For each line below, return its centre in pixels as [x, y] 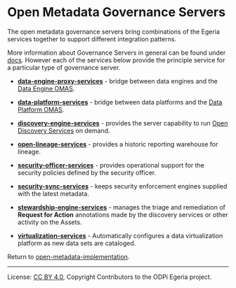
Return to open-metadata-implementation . [68, 256]
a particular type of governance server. [64, 67]
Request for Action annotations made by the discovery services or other [123, 214]
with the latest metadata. [53, 193]
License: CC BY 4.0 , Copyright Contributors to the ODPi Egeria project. [110, 277]
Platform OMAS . [41, 109]
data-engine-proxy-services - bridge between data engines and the [117, 81]
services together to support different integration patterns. [92, 39]
